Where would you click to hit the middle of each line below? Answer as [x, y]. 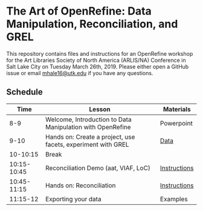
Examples [174, 199]
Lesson [100, 109]
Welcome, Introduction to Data [88, 119]
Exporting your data [73, 199]
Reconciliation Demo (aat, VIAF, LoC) [98, 168]
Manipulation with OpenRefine [88, 127]
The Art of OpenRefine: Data [79, 11]
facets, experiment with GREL [87, 144]
